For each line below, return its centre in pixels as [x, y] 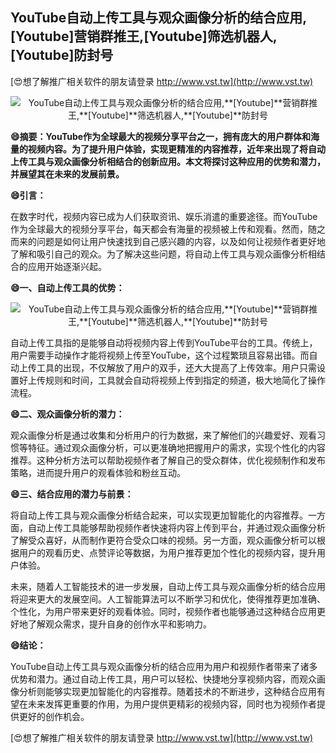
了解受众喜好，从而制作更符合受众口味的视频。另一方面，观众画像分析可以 [163, 540]
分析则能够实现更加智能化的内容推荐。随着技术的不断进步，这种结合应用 [167, 691]
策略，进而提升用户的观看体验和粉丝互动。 [98, 472]
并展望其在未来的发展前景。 [67, 174]
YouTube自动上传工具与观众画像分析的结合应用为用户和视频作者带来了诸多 [164, 666]
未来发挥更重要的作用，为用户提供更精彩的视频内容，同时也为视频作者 [172, 704]
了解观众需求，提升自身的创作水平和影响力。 [119, 624]
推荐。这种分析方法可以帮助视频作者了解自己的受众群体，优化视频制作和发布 [168, 460]
